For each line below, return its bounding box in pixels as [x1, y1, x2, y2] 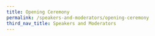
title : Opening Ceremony [6, 9, 70, 15]
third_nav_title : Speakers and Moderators [6, 20, 116, 26]
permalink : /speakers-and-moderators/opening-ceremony [6, 15, 149, 21]
